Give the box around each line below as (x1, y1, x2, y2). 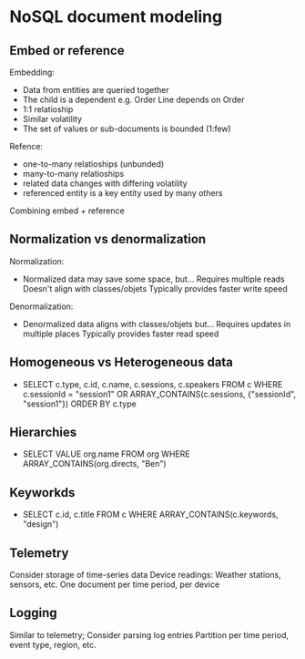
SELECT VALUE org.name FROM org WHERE (22, 448, 190, 459)
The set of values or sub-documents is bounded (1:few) (22, 123, 232, 134)
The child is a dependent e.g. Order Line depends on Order (22, 94, 245, 105)
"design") (22, 519, 59, 530)
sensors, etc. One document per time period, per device (9, 579, 220, 590)
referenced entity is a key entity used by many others (22, 188, 223, 198)
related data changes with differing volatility (22, 178, 188, 189)
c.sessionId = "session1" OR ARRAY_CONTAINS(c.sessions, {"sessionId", (22, 388, 297, 399)
